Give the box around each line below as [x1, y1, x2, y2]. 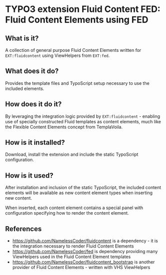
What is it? [5, 34, 39, 42]
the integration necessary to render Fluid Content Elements [12, 243, 134, 249]
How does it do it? [5, 100, 62, 108]
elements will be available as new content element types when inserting [5, 190, 153, 196]
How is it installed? [5, 138, 65, 147]
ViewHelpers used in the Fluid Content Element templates [12, 254, 131, 260]
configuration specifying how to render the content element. [5, 210, 129, 216]
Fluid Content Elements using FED [5, 14, 149, 25]
